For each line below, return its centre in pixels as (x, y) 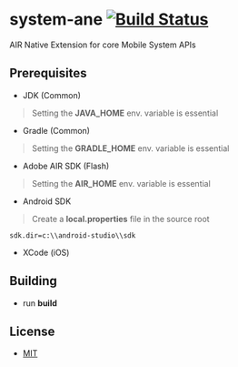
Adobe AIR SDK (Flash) (66, 166)
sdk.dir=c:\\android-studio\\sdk (73, 235)
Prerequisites (48, 73)
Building (33, 281)
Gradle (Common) (56, 130)
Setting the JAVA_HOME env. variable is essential (125, 113)
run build (40, 303)
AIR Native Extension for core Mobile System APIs (103, 45)
